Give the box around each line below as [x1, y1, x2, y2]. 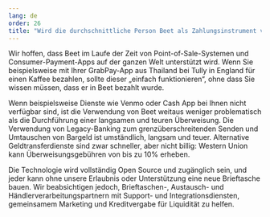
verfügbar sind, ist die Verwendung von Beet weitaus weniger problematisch [8, 107, 262, 117]
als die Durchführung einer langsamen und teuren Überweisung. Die [8, 116, 235, 125]
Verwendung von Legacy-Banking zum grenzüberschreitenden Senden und [8, 124, 259, 133]
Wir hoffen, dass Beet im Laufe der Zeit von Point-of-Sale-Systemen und [8, 49, 249, 59]
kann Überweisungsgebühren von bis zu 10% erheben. [8, 149, 190, 159]
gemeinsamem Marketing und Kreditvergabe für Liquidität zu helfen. [8, 199, 235, 209]
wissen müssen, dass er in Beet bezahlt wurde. [8, 83, 165, 92]
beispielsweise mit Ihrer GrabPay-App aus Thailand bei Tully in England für [8, 66, 256, 76]
